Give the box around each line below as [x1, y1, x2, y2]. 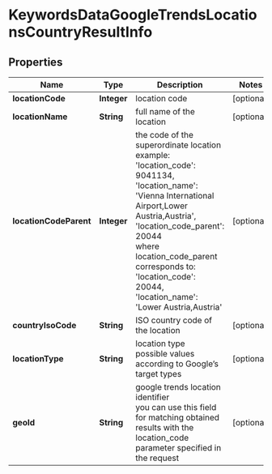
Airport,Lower [135, 200, 188, 211]
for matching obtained [135, 412, 220, 423]
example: [135, 150, 171, 160]
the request [135, 452, 180, 463]
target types [135, 369, 182, 379]
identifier [135, 391, 170, 403]
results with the [135, 422, 194, 433]
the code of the [135, 130, 194, 140]
